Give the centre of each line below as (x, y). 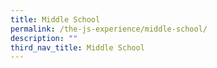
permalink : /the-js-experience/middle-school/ (109, 29)
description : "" (44, 38)
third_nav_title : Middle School (77, 47)
